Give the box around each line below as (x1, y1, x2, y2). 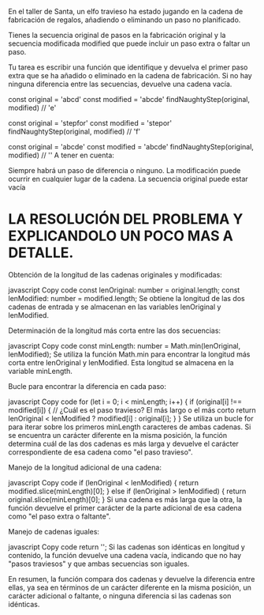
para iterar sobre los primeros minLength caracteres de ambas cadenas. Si (8, 422, 251, 432)
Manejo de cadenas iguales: (8, 526, 100, 536)
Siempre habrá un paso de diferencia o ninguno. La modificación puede (8, 166, 241, 175)
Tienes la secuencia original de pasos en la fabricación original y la (8, 31, 226, 40)
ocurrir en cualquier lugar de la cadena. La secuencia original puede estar (8, 174, 248, 183)
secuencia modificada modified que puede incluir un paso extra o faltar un (8, 39, 251, 48)
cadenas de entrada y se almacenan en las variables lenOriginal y (8, 302, 221, 311)
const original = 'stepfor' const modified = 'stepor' (8, 119, 173, 127)
